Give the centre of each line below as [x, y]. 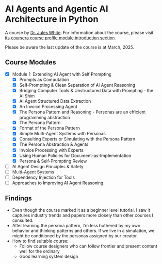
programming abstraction [45, 118]
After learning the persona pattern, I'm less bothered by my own [76, 225]
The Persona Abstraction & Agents [54, 144]
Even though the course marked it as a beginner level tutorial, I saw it [81, 210]
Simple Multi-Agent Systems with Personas [62, 134]
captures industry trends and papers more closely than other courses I [83, 215]
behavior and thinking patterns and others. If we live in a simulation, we [83, 231]
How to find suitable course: [40, 241]
